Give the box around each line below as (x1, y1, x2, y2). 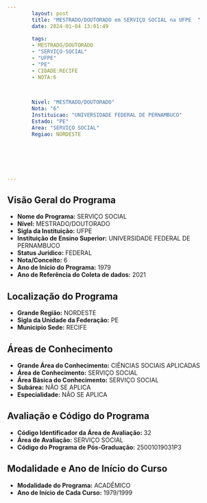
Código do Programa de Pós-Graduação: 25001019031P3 (16, 443, 182, 451)
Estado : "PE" (32, 118, 69, 125)
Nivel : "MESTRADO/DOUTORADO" (32, 99, 115, 106)
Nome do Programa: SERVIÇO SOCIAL (16, 212, 127, 221)
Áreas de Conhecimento (7, 343, 113, 355)
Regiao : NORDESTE (32, 131, 81, 138)
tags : (32, 36, 48, 42)
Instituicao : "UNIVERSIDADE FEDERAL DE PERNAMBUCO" (32, 112, 183, 119)
